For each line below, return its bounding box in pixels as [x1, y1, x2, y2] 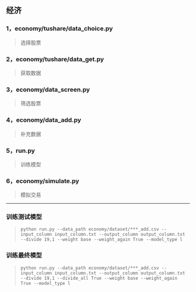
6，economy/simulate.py [6, 177, 80, 185]
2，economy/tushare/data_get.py [6, 55, 104, 63]
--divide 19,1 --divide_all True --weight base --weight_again [20, 275, 178, 281]
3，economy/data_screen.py [6, 85, 90, 94]
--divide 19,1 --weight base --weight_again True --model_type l [20, 236, 183, 243]
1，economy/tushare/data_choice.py [6, 25, 113, 33]
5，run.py [6, 146, 35, 154]
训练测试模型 [6, 213, 43, 221]
